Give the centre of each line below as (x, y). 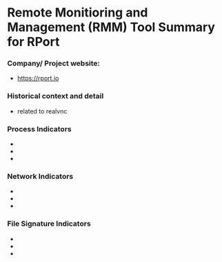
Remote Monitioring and (78, 13)
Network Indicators (40, 176)
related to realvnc (42, 111)
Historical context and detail (55, 96)
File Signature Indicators (49, 223)
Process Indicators (39, 129)
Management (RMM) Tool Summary (111, 27)
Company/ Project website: (54, 63)
